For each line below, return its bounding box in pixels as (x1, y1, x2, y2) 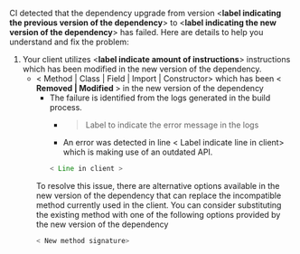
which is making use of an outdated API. (62, 146, 213, 157)
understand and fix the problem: (9, 36, 129, 47)
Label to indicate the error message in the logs (85, 119, 259, 130)
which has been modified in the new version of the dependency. (22, 63, 262, 74)
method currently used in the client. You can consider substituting (35, 199, 282, 211)
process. (49, 102, 83, 112)
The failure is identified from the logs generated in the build (49, 92, 271, 103)
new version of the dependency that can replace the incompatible (35, 190, 282, 201)
